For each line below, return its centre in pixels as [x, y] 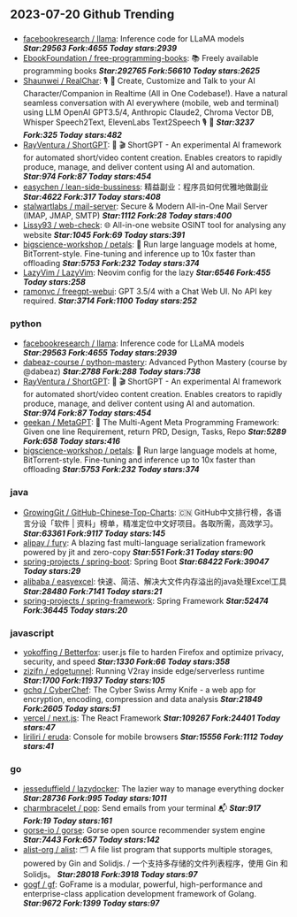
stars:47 [39, 728]
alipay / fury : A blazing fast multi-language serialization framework [144, 542]
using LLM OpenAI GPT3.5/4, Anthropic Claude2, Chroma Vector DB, [148, 112]
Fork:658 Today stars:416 [72, 440]
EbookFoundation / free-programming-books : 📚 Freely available [141, 58]
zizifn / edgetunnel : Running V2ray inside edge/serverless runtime [144, 671]
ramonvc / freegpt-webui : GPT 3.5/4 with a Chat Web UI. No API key [147, 292]
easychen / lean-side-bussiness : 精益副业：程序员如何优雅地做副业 [145, 187]
